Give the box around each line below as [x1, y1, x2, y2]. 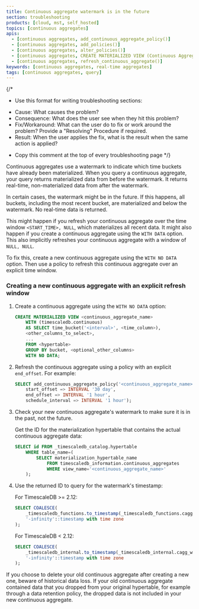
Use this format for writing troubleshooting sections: [14, 97, 143, 104]
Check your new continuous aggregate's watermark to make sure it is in [14, 409, 191, 416]
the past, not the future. [14, 414, 73, 422]
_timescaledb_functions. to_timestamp [25, 511, 118, 516]
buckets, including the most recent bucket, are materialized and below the [6, 200, 187, 207]
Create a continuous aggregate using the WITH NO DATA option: [14, 302, 167, 310]
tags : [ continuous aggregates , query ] [6, 69, 102, 75]
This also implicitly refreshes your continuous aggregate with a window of [6, 237, 187, 244]
